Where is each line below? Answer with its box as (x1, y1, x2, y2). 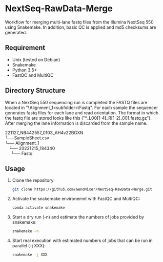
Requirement (5, 44, 45, 52)
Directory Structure (5, 87, 66, 95)
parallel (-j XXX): (12, 243, 46, 248)
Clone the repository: (12, 177, 55, 183)
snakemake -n (12, 229, 39, 234)
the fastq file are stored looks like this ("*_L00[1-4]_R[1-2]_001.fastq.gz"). (5, 115, 152, 121)
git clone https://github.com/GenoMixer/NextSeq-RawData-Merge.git (12, 187, 152, 192)
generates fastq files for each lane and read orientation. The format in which (5, 109, 159, 115)
